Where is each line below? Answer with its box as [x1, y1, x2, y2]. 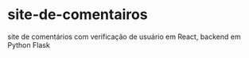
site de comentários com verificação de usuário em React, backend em [7, 32, 241, 41]
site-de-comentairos [7, 6, 148, 24]
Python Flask [7, 40, 51, 49]
